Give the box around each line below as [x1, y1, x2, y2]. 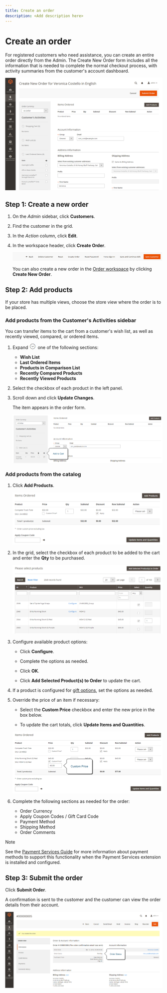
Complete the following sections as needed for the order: [12, 798, 130, 804]
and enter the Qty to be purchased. [12, 555, 85, 561]
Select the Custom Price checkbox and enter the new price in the [19, 707, 155, 713]
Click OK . [19, 668, 40, 674]
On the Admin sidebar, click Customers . [12, 213, 95, 220]
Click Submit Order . [5, 887, 46, 893]
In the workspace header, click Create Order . [12, 243, 106, 249]
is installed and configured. [5, 859, 61, 865]
